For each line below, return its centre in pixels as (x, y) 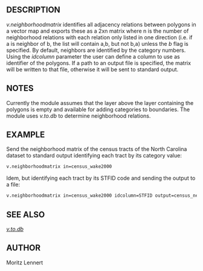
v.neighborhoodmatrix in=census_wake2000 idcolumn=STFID (79, 196)
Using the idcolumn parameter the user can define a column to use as (93, 56)
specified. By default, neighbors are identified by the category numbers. (96, 50)
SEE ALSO (26, 215)
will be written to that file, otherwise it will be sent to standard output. (92, 69)
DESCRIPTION (33, 10)
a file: (13, 185)
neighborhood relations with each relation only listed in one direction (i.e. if (99, 37)
